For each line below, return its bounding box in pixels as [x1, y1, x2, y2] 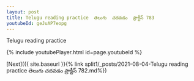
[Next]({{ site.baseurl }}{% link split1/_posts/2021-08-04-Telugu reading [6, 60, 188, 68]
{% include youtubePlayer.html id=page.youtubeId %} [6, 49, 143, 56]
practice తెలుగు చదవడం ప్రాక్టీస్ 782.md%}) [6, 67, 107, 74]
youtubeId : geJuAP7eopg [6, 20, 67, 26]
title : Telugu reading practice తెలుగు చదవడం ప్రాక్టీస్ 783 [6, 15, 155, 21]
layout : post [6, 9, 40, 15]
